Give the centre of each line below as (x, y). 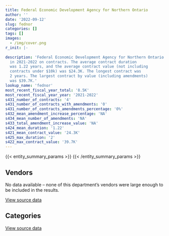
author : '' (17, 15)
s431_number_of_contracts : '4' (38, 99)
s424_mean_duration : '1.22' (35, 128)
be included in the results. (32, 190)
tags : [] (14, 33)
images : (13, 39)
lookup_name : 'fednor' (29, 85)
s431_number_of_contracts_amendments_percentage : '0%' (64, 109)
